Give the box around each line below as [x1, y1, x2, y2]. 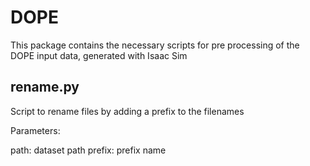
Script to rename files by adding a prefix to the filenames [10, 105, 245, 117]
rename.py [10, 79, 80, 96]
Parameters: [10, 124, 61, 136]
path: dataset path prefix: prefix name [10, 144, 167, 156]
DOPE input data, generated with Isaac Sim [10, 49, 188, 61]
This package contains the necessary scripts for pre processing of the [10, 39, 300, 51]
